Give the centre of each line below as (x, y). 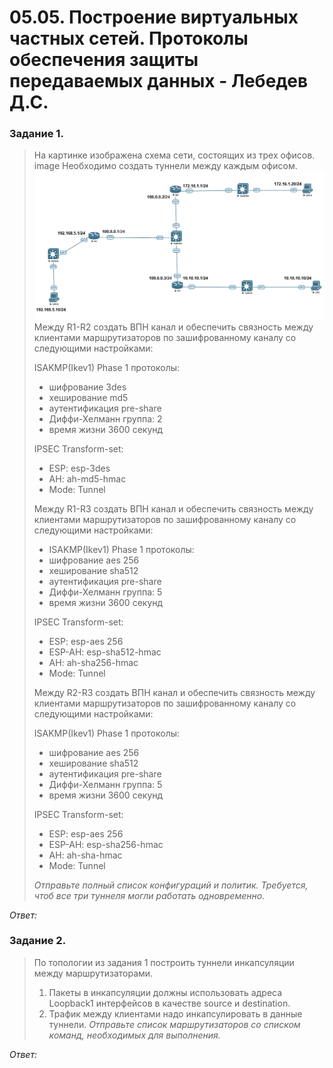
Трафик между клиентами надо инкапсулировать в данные (175, 1013)
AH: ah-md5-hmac (87, 478)
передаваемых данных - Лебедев (159, 81)
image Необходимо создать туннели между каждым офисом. (165, 166)
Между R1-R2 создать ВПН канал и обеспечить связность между (173, 327)
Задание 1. (36, 134)
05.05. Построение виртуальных (154, 17)
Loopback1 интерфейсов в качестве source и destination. (169, 1003)
